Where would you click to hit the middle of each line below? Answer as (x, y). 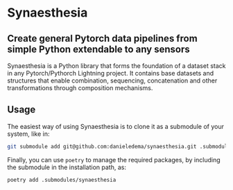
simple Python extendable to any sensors (99, 49)
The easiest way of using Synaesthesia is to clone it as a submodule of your (115, 126)
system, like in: (28, 134)
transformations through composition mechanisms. (80, 88)
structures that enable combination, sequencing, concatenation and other (112, 80)
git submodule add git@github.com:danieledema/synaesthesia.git (102, 146)
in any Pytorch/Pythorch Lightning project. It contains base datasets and (111, 73)
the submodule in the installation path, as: (67, 167)
